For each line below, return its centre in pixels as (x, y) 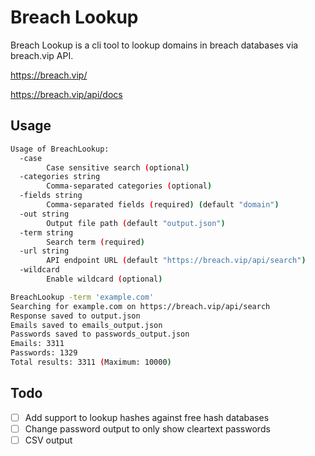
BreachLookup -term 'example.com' (82, 297)
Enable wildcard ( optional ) (104, 279)
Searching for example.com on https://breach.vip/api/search (140, 306)
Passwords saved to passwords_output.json (100, 334)
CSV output (48, 440)
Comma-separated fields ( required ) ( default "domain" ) (163, 205)
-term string (46, 232)
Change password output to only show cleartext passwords (147, 428)
